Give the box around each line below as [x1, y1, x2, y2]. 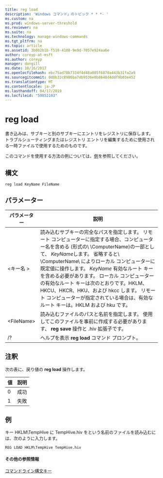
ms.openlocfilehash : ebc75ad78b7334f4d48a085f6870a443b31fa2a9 [5, 71, 136, 75]
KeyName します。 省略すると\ [50, 250, 120, 257]
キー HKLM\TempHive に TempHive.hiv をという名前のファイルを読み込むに [5, 429, 156, 435]
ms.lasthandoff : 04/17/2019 [5, 89, 62, 93]
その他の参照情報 [5, 456, 39, 462]
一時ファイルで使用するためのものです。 [9, 143, 90, 149]
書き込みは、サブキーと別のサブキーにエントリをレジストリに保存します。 [5, 131, 154, 137]
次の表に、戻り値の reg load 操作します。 [5, 366, 88, 372]
